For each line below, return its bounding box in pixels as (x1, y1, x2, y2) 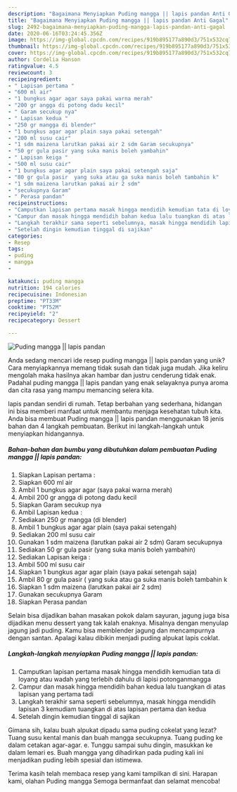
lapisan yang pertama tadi (18, 689, 94, 698)
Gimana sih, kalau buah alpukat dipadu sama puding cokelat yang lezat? (8, 725, 217, 734)
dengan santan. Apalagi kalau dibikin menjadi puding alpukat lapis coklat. (8, 633, 220, 642)
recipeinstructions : (8, 200, 69, 207)
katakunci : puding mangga (8, 278, 84, 285)
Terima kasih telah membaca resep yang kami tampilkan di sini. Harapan (8, 769, 218, 777)
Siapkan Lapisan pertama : (18, 470, 96, 479)
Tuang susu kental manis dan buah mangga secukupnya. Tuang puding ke (8, 733, 224, 741)
